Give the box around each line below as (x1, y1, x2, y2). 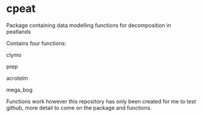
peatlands (6, 28, 31, 35)
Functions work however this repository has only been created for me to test (6, 98, 197, 105)
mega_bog (6, 86, 33, 93)
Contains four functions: (6, 40, 66, 47)
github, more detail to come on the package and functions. (6, 104, 152, 111)
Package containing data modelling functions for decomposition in (6, 22, 171, 29)
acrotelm (6, 74, 28, 82)
